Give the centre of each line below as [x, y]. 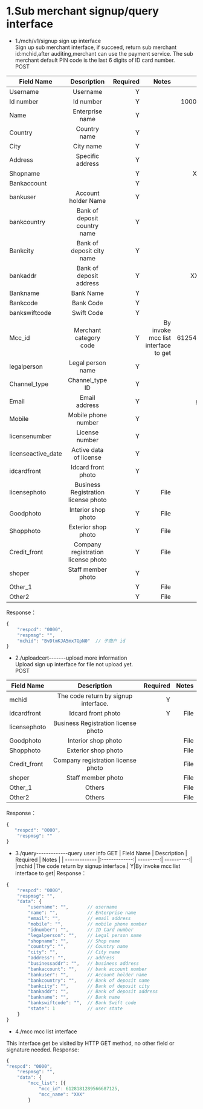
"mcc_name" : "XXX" [62, 1094]
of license [87, 457]
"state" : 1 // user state [75, 1009]
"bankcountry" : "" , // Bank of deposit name [89, 980]
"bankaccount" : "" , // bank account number [88, 969]
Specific [88, 156]
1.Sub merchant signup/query [82, 11]
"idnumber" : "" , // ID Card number [81, 930]
